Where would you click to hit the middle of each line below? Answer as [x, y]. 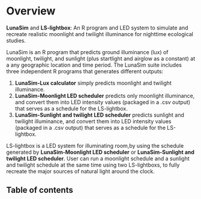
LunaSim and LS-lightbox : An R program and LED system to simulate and [97, 28]
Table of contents [40, 190]
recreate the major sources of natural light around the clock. [80, 171]
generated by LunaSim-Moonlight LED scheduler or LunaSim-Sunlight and [100, 152]
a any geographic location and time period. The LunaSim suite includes [94, 65]
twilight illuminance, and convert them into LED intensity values [93, 121]
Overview [31, 11]
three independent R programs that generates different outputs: [85, 71]
